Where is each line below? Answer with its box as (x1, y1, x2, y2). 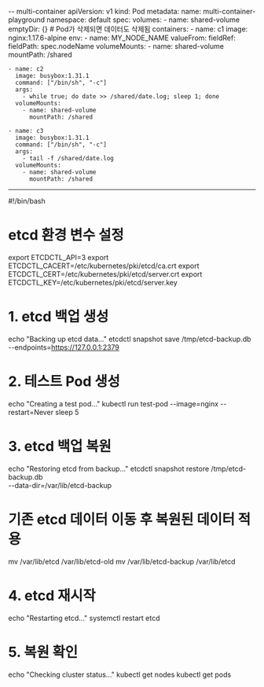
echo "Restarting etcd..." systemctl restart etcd (8, 613, 160, 623)
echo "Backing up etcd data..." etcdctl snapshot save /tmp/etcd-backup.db (8, 334, 251, 343)
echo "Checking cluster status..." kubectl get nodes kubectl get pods (8, 670, 232, 679)
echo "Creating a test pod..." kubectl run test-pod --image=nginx (8, 399, 218, 408)
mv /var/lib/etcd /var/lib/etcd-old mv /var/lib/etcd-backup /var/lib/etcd (8, 557, 236, 566)
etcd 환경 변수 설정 (8, 226, 124, 244)
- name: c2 (8, 65, 44, 73)
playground (8, 15, 46, 24)
